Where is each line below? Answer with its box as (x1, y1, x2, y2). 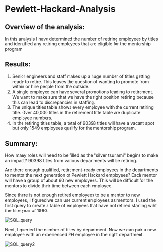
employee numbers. (12, 115, 53, 121)
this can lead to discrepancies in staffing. (12, 99, 95, 105)
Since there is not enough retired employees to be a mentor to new (5, 192, 140, 198)
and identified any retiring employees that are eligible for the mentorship (5, 41, 151, 47)
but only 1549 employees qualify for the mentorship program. (12, 125, 136, 131)
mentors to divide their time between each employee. (5, 182, 113, 189)
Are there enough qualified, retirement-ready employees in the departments (5, 167, 158, 173)
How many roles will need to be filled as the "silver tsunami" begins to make (5, 152, 158, 158)
